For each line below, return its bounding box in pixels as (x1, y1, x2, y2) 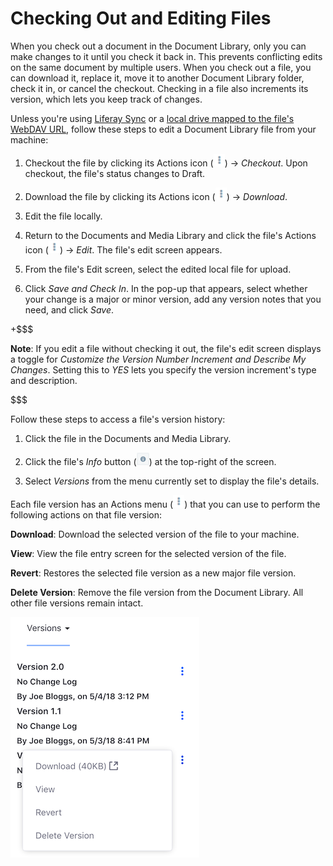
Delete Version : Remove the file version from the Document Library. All (10, 586, 304, 598)
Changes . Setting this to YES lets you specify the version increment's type (10, 363, 317, 376)
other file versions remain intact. (10, 597, 144, 609)
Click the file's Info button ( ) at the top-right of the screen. (24, 455, 277, 467)
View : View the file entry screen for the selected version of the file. (10, 547, 287, 559)
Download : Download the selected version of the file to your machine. (10, 528, 300, 540)
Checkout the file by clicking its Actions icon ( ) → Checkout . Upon (24, 157, 308, 169)
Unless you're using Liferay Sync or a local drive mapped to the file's (10, 112, 295, 124)
